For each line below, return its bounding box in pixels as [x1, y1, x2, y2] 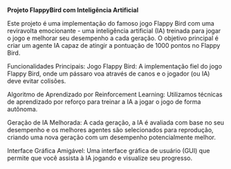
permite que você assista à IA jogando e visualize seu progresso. [7, 154, 192, 162]
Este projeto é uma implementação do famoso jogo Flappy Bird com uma [7, 19, 214, 27]
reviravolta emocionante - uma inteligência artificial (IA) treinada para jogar [7, 27, 221, 35]
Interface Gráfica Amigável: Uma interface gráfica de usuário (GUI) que [7, 147, 210, 154]
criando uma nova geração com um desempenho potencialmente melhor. [7, 133, 216, 141]
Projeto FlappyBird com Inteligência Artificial [7, 6, 139, 14]
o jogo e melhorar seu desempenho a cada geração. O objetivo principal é [7, 34, 219, 42]
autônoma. [7, 105, 38, 113]
